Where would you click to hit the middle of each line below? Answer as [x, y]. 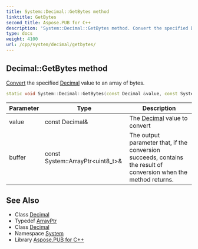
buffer [18, 157]
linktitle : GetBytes [32, 17]
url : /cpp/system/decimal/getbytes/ [51, 45]
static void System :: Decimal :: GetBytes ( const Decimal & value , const [92, 93]
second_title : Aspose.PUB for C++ [49, 22]
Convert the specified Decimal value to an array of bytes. [75, 83]
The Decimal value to [159, 118]
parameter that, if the [159, 143]
